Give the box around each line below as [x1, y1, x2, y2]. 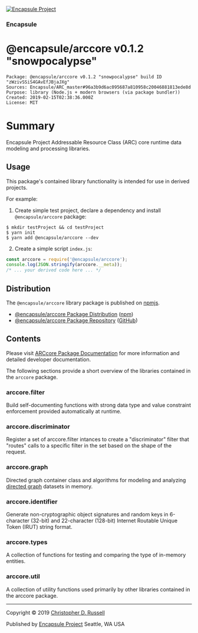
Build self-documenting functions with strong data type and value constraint [6, 402, 192, 409]
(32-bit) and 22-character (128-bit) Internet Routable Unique [31, 517, 178, 524]
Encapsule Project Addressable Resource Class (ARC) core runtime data [6, 138, 181, 145]
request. [6, 448, 27, 456]
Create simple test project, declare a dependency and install [14, 207, 161, 214]
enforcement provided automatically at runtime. [6, 408, 122, 415]
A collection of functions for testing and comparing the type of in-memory [6, 551, 186, 559]
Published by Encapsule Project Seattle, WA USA [6, 620, 125, 627]
